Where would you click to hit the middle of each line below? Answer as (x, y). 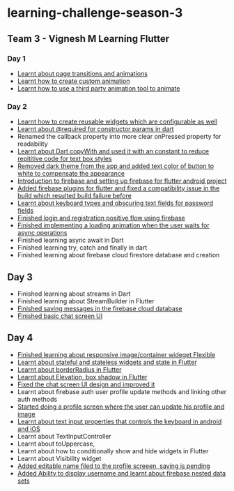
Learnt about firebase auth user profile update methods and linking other (122, 391)
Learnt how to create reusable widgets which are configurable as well (117, 122)
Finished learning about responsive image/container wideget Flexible (116, 354)
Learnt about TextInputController (64, 436)
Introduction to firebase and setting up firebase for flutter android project (122, 181)
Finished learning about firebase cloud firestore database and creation (118, 255)
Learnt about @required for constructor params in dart (95, 129)
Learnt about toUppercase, (56, 444)
